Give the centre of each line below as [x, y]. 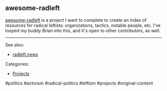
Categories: [17, 64]
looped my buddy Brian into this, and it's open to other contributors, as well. [83, 30]
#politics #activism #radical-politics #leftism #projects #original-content [79, 83]
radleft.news [25, 54]
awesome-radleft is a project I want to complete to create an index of [76, 20]
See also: [15, 45]
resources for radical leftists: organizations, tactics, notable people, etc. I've [83, 25]
